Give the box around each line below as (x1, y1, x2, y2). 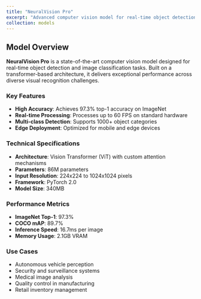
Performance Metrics (6, 200, 70, 208)
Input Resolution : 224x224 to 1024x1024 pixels (14, 172, 133, 179)
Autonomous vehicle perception (14, 261, 94, 268)
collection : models (6, 20, 55, 26)
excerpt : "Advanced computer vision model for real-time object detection (6, 14, 197, 20)
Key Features (6, 92, 46, 100)
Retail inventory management (14, 286, 87, 294)
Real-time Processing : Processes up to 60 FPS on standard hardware (14, 112, 188, 119)
